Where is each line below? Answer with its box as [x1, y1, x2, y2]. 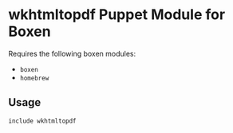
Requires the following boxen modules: [8, 49, 136, 58]
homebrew [19, 74, 49, 82]
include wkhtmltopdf [8, 117, 77, 125]
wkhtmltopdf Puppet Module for [8, 6, 226, 24]
